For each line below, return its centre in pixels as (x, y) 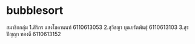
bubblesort (35, 11)
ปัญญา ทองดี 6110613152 (34, 34)
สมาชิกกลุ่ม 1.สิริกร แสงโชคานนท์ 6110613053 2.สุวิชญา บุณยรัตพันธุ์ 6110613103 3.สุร (97, 27)
